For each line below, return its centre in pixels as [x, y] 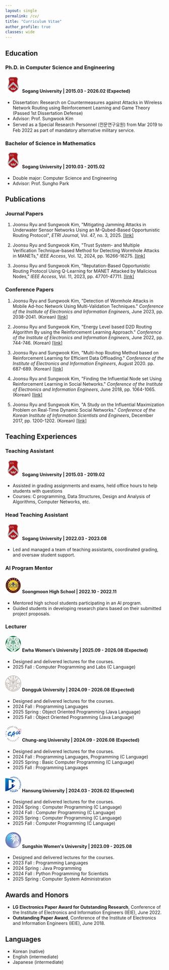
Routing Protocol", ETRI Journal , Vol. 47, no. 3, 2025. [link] [73, 235]
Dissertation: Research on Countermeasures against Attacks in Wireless [87, 102]
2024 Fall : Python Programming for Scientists [60, 874]
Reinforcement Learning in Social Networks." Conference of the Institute [88, 384]
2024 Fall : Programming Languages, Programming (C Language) [80, 757]
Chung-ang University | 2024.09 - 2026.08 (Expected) [81, 740]
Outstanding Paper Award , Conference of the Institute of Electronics [84, 918]
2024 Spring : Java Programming [47, 868]
